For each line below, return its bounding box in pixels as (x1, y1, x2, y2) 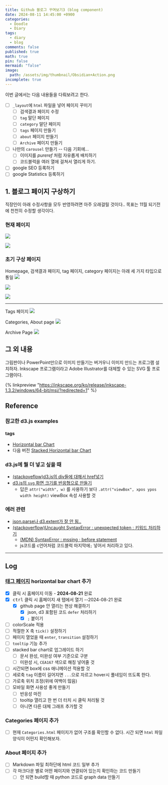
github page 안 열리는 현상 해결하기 (19, 603, 90, 609)
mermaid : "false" (5, 63, 41, 68)
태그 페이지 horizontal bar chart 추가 (5, 578, 91, 585)
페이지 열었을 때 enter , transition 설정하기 (12, 634, 98, 640)
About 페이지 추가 (5, 749, 46, 756)
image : (5, 68, 19, 73)
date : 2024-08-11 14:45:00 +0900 (5, 12, 75, 17)
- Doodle (9, 21, 28, 27)
